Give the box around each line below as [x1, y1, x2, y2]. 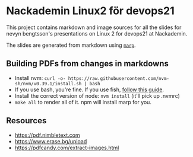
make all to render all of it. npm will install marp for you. [14, 98, 151, 105]
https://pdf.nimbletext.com [14, 132, 80, 139]
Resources [6, 116, 47, 126]
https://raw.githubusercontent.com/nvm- [68, 75, 170, 81]
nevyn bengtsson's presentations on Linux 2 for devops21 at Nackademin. [6, 30, 188, 37]
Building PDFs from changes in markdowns [6, 59, 169, 69]
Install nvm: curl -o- [14, 74, 66, 81]
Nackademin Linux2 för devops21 [6, 4, 175, 18]
